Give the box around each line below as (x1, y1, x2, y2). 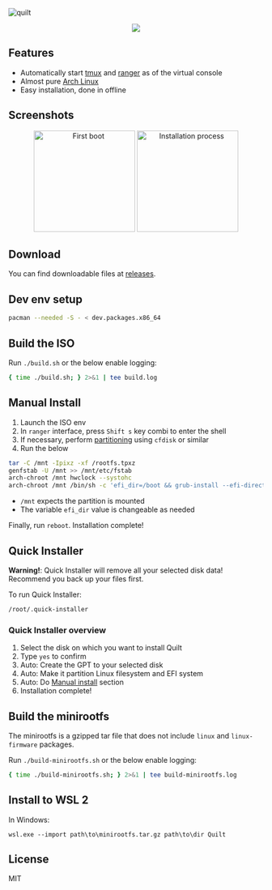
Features (8, 46, 54, 60)
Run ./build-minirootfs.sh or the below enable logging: (8, 755, 197, 764)
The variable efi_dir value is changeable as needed (19, 505, 196, 514)
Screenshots (8, 109, 74, 122)
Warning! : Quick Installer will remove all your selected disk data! (8, 565, 223, 575)
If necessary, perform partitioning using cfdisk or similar (19, 434, 209, 445)
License (8, 853, 49, 866)
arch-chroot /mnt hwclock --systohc (8, 474, 132, 482)
